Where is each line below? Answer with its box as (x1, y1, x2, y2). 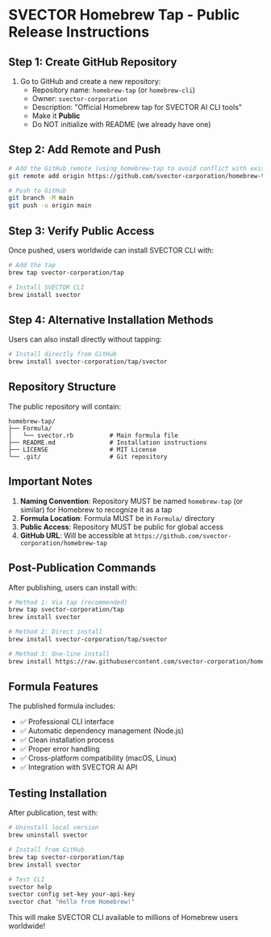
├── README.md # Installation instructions (8, 439, 207, 447)
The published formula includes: (8, 702, 115, 711)
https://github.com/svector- (134, 532, 232, 540)
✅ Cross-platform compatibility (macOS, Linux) (19, 753, 177, 763)
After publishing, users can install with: (8, 583, 137, 592)
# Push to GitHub (8, 186, 67, 195)
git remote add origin (8, 172, 85, 180)
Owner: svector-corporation (31, 94, 127, 103)
